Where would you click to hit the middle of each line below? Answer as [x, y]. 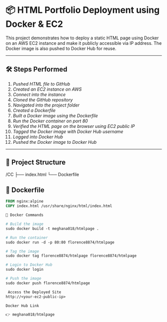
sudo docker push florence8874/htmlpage [48, 283]
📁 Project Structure [36, 162]
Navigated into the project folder [46, 105]
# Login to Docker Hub [29, 265]
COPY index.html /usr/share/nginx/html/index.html [59, 206]
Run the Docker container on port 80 [50, 121]
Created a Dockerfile [34, 110]
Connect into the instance [39, 94]
